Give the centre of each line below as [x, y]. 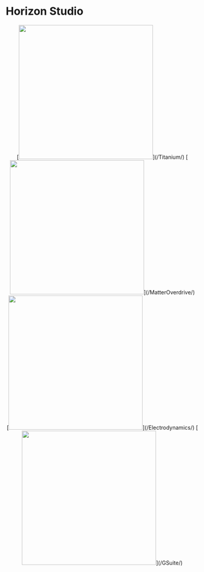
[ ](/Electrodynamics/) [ [102, 427]
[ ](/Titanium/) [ [102, 157]
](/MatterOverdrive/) [169, 292]
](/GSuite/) [169, 563]
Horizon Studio [45, 11]
